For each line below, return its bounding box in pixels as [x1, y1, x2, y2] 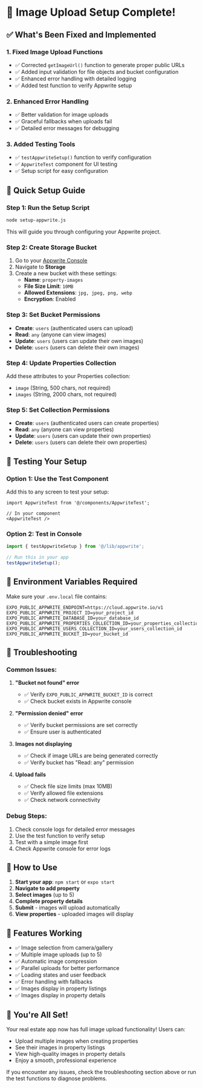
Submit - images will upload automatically [14, 904, 120, 911]
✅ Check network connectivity [24, 796, 101, 804]
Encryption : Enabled [24, 296, 76, 303]
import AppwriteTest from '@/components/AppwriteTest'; [6, 500, 150, 506]
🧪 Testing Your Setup [6, 456, 87, 466]
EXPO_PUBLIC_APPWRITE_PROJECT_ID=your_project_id [6, 610, 134, 616]
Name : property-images [24, 276, 83, 284]
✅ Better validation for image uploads [14, 111, 109, 119]
